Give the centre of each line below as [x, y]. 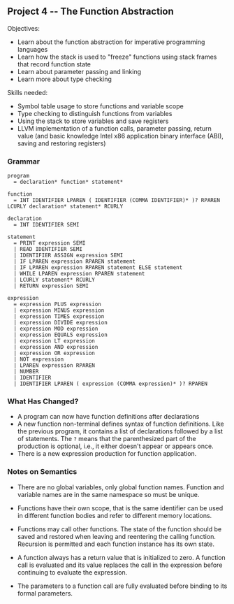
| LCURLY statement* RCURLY [54, 280]
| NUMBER [26, 372]
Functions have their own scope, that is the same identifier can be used [120, 508]
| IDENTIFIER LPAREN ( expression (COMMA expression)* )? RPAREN [111, 384]
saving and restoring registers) [61, 143]
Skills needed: [28, 92]
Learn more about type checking [64, 79]
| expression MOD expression [56, 329]
